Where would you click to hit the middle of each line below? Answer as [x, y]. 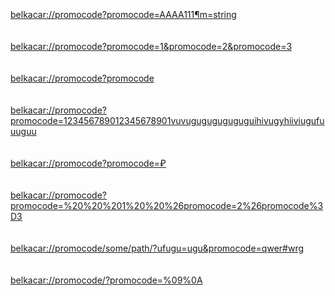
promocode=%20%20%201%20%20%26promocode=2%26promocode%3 [167, 205]
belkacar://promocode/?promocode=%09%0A [106, 280]
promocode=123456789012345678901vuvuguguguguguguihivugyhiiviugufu [167, 120]
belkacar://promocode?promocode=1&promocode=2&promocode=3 [151, 46]
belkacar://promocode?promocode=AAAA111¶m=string [123, 14]
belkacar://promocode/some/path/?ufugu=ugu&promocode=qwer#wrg [157, 248]
